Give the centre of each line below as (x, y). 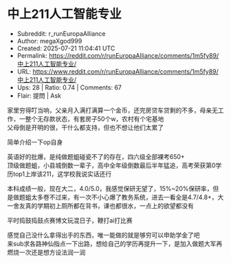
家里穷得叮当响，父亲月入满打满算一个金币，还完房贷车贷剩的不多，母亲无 (112, 110)
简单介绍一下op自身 (35, 142)
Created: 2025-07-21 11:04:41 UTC (66, 48)
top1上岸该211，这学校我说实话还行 (62, 173)
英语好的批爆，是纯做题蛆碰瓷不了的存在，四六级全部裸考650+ (96, 156)
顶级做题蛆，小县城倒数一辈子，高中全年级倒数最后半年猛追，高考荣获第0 (111, 165)
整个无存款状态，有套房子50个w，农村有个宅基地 (95, 118)
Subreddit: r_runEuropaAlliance (61, 33)
